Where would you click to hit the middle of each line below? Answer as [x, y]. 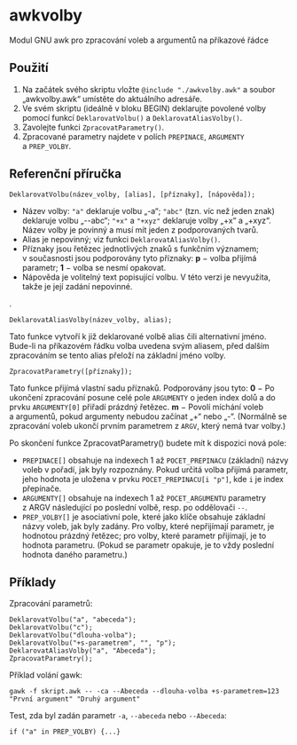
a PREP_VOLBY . [47, 146]
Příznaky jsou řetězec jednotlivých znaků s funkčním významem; [140, 249]
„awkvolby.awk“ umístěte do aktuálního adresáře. [112, 99]
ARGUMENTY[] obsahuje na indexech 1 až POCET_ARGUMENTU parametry [144, 497]
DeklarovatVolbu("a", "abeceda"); [73, 620]
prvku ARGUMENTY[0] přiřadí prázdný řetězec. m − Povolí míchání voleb [137, 407]
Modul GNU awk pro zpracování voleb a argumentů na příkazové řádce [139, 40]
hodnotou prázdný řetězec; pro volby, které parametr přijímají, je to [144, 535]
